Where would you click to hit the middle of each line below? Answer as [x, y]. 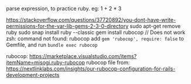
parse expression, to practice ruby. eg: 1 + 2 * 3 [64, 9]
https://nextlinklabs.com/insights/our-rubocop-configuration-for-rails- [91, 69]
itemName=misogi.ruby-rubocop [45, 62]
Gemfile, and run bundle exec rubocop [52, 45]
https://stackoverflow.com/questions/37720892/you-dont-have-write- [91, 20]
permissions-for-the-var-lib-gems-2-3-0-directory [67, 26]
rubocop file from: [108, 62]
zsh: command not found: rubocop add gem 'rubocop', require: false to [95, 38]
